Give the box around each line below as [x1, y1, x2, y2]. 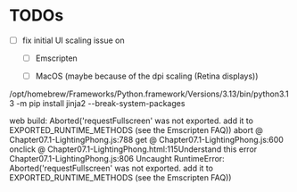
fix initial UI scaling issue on [21, 35, 125, 46]
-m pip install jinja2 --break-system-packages [16, 98, 186, 109]
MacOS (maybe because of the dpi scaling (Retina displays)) [35, 71, 259, 81]
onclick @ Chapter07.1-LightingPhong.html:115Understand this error [9, 144, 258, 154]
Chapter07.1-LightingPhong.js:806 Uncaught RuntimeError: [9, 154, 225, 164]
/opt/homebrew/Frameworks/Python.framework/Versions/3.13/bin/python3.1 [9, 88, 289, 99]
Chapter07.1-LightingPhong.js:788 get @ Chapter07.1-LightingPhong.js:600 [9, 135, 284, 146]
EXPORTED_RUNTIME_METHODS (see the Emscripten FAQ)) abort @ [9, 125, 263, 136]
